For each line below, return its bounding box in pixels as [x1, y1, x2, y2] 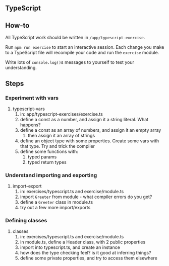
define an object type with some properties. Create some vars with [20, 138, 159, 144]
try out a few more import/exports [20, 205, 91, 211]
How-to [5, 21, 30, 30]
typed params [27, 153, 57, 160]
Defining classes [5, 217, 47, 224]
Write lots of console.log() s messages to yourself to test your [5, 59, 135, 65]
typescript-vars [12, 106, 45, 112]
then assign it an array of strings [27, 132, 95, 138]
